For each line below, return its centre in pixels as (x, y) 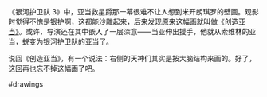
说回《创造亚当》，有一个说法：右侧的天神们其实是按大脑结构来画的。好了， (132, 58)
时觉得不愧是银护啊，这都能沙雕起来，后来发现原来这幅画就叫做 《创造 (124, 21)
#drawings (26, 84)
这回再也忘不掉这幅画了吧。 (54, 68)
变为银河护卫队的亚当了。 (71, 41)
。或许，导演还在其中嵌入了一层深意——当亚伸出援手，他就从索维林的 (134, 31)
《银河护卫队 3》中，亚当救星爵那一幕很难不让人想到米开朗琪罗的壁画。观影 (133, 12)
